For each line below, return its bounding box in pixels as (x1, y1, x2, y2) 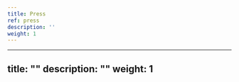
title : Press (7, 10, 46, 18)
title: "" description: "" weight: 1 (7, 63, 154, 75)
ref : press (7, 17, 40, 24)
